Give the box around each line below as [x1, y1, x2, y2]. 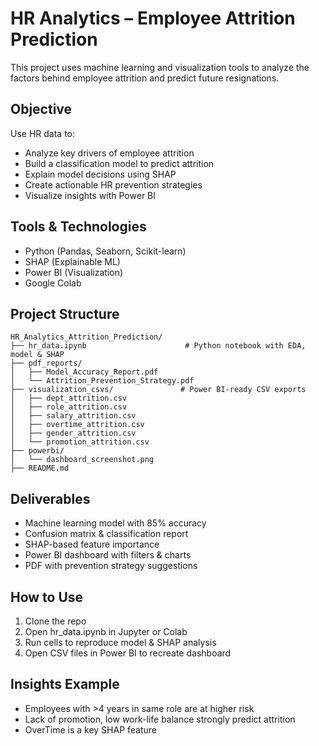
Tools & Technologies [10, 218, 147, 236]
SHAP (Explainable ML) [24, 255, 121, 267]
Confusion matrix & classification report [24, 528, 189, 540]
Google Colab [24, 277, 82, 289]
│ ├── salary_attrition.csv [10, 411, 137, 421]
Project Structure [10, 305, 120, 322]
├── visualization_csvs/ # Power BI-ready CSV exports [10, 385, 307, 395]
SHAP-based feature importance [24, 538, 160, 551]
